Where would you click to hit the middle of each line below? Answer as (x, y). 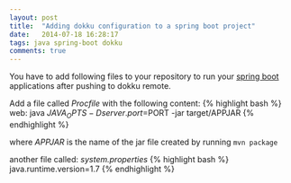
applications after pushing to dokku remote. (90, 86)
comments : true (38, 51)
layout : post (34, 17)
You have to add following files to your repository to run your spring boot (144, 76)
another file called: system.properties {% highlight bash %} (119, 159)
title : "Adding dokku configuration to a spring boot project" (132, 26)
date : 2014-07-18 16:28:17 (64, 34)
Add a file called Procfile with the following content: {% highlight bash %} (145, 103)
